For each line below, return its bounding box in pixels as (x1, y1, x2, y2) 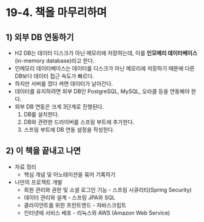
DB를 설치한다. (23, 111, 59, 118)
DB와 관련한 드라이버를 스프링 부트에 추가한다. (23, 118, 135, 126)
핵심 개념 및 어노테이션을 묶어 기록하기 (23, 170, 116, 178)
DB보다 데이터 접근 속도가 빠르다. (14, 72, 94, 80)
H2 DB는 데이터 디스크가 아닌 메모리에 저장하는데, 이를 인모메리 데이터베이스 (14, 50, 198, 56)
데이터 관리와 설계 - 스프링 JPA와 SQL (23, 194, 116, 201)
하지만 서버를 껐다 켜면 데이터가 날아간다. (14, 80, 113, 87)
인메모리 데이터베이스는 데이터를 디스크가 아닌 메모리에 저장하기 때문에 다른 (14, 65, 195, 72)
